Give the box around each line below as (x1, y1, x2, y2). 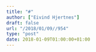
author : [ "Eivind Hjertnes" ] (6, 14, 80, 20)
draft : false (6, 20, 39, 26)
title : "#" (6, 8, 34, 15)
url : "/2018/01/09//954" (6, 25, 69, 32)
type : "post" (6, 31, 39, 37)
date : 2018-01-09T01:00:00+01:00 (6, 36, 91, 42)
